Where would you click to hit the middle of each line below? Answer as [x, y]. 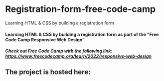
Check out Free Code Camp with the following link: [59, 51]
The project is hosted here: [48, 72]
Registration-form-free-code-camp [81, 9]
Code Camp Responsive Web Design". [46, 40]
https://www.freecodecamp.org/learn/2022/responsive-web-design [79, 56]
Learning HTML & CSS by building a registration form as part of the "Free [82, 34]
